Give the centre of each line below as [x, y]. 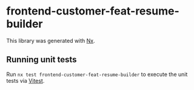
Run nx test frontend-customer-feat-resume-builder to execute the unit [97, 74]
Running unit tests [42, 59]
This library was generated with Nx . [51, 40]
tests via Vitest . [25, 80]
